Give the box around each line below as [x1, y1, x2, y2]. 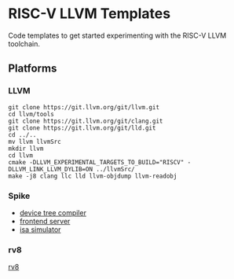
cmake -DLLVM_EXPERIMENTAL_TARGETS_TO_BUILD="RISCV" [8, 158, 185, 166]
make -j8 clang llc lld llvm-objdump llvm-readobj [8, 172, 177, 180]
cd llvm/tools [8, 110, 55, 118]
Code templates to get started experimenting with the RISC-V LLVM [8, 31, 227, 40]
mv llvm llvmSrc [8, 138, 61, 145]
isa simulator [19, 225, 61, 234]
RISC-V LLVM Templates [8, 5, 171, 23]
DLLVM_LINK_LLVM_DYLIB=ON [8, 165, 93, 173]
